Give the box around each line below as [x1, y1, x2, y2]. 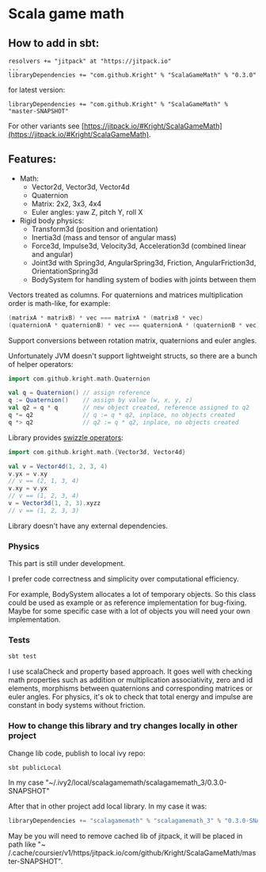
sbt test [8, 652, 37, 660]
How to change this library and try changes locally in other [8, 721, 238, 732]
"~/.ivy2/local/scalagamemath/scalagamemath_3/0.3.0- [45, 778, 227, 787]
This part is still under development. [8, 559, 125, 568]
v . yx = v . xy [8, 469, 47, 478]
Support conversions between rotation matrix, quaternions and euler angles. [8, 335, 257, 345]
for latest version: [8, 85, 66, 94]
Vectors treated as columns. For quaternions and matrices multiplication [8, 290, 244, 300]
